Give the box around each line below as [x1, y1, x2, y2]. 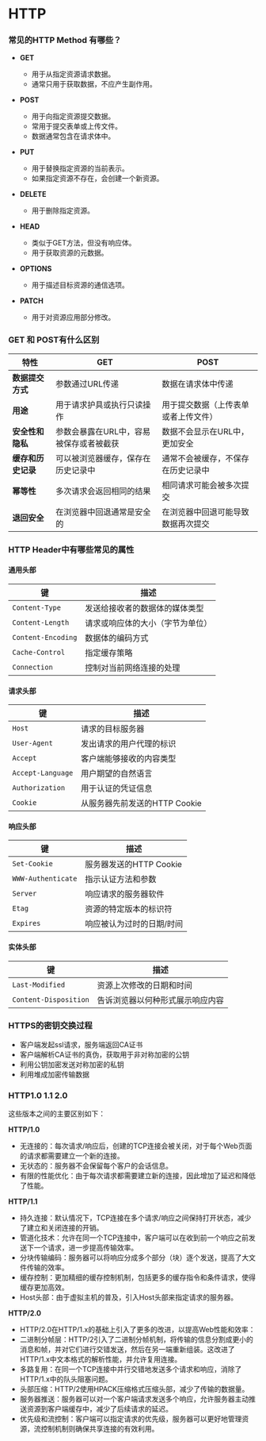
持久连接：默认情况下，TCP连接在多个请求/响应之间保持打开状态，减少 [19, 1213, 252, 1223]
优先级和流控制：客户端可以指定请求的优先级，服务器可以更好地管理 [19, 1414, 242, 1424]
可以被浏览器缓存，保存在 [55, 453, 151, 464]
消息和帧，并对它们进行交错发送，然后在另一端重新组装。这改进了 [19, 1345, 235, 1354]
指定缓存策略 [84, 647, 133, 658]
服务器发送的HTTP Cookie [84, 859, 182, 870]
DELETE [19, 190, 47, 199]
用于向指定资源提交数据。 [31, 112, 116, 121]
